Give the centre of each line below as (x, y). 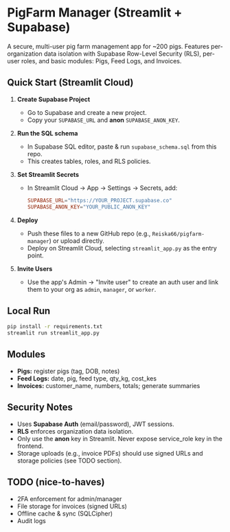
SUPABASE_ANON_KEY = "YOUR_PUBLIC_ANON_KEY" (89, 207)
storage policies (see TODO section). (69, 460)
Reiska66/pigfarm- (178, 234)
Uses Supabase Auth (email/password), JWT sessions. (95, 424)
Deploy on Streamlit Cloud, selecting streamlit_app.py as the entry (122, 248)
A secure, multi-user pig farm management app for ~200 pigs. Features (108, 46)
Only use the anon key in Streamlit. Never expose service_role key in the (120, 438)
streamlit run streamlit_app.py (53, 333)
